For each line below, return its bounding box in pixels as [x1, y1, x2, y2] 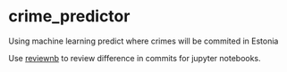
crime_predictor [8, 6, 131, 27]
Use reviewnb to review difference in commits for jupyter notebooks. [8, 52, 261, 63]
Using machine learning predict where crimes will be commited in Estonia [8, 36, 279, 46]
